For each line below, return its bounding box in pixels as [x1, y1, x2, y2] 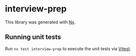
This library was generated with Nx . [5, 19, 76, 25]
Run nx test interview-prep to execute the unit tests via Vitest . [5, 45, 131, 51]
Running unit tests [5, 33, 61, 41]
